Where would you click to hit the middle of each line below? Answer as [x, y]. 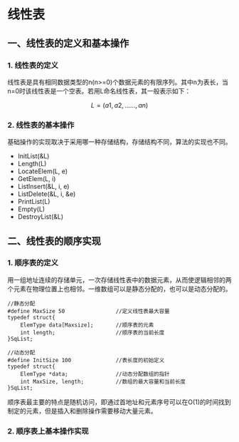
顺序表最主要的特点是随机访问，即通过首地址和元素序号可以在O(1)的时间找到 [119, 402]
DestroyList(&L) [41, 217]
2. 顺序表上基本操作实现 [48, 431]
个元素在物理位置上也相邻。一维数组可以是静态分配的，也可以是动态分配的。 [119, 289]
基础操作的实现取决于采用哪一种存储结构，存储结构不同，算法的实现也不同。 [119, 142]
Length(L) [32, 164]
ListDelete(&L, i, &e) [47, 194]
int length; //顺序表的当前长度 [92, 332]
